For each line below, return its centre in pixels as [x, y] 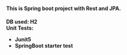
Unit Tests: [20, 28]
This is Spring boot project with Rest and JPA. [64, 8]
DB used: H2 [22, 22]
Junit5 [23, 40]
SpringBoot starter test [44, 46]
